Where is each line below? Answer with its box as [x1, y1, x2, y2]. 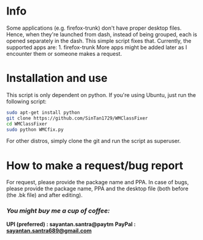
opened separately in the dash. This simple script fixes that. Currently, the [6, 37, 191, 44]
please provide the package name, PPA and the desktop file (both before [6, 185, 188, 192]
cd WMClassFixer [6, 121, 47, 127]
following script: [6, 98, 47, 105]
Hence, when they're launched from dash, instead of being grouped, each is [6, 30, 198, 38]
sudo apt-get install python [6, 109, 80, 116]
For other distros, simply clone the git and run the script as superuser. [6, 138, 181, 145]
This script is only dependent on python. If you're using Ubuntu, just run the [6, 91, 196, 98]
